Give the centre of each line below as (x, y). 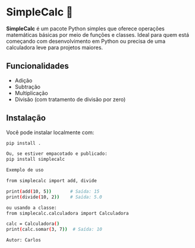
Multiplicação (32, 93)
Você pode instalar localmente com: (50, 132)
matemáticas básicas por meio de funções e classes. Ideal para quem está (97, 34)
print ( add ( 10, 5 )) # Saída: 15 (53, 191)
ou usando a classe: (32, 208)
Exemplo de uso (25, 170)
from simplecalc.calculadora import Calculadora (67, 213)
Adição (23, 80)
